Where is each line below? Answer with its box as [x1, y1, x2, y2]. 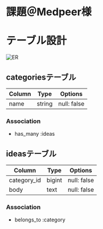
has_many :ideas [14, 131, 55, 138]
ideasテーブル [6, 149, 57, 158]
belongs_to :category [14, 216, 66, 223]
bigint [46, 176, 62, 184]
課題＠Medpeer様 [6, 5, 92, 19]
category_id [9, 176, 41, 184]
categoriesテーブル [6, 72, 77, 82]
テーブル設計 [6, 34, 67, 47]
